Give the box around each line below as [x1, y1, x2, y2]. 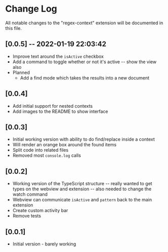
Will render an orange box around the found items [12, 142, 117, 148]
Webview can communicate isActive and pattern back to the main [12, 197, 152, 203]
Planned [12, 69, 30, 75]
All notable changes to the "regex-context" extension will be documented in [5, 20, 163, 26]
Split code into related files [12, 147, 69, 153]
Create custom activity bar [12, 207, 68, 214]
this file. [5, 25, 22, 31]
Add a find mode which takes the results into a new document [20, 74, 150, 81]
